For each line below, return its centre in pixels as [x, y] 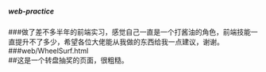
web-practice [31, 11]
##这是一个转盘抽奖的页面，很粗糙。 [68, 60]
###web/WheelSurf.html [48, 51]
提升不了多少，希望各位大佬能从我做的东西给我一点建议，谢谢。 [119, 42]
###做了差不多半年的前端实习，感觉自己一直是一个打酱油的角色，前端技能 [130, 32]
